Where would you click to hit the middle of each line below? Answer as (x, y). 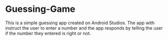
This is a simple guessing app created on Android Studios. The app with (80, 23)
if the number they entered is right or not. (48, 33)
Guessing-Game (40, 9)
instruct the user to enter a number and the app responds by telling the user (84, 28)
